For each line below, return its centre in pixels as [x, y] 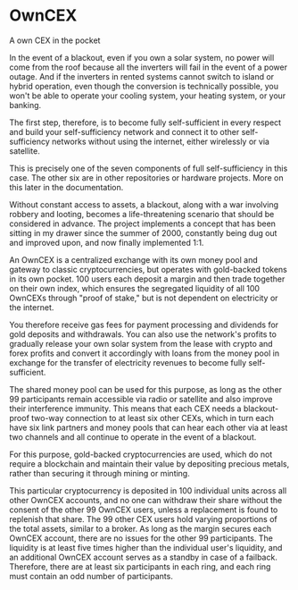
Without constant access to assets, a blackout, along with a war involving [144, 204]
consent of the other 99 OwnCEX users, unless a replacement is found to [144, 510]
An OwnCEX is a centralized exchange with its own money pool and [133, 259]
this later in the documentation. [66, 187]
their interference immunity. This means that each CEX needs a [125, 409]
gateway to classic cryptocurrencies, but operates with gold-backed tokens [148, 269]
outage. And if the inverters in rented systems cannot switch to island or [142, 76]
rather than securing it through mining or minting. [99, 473]
